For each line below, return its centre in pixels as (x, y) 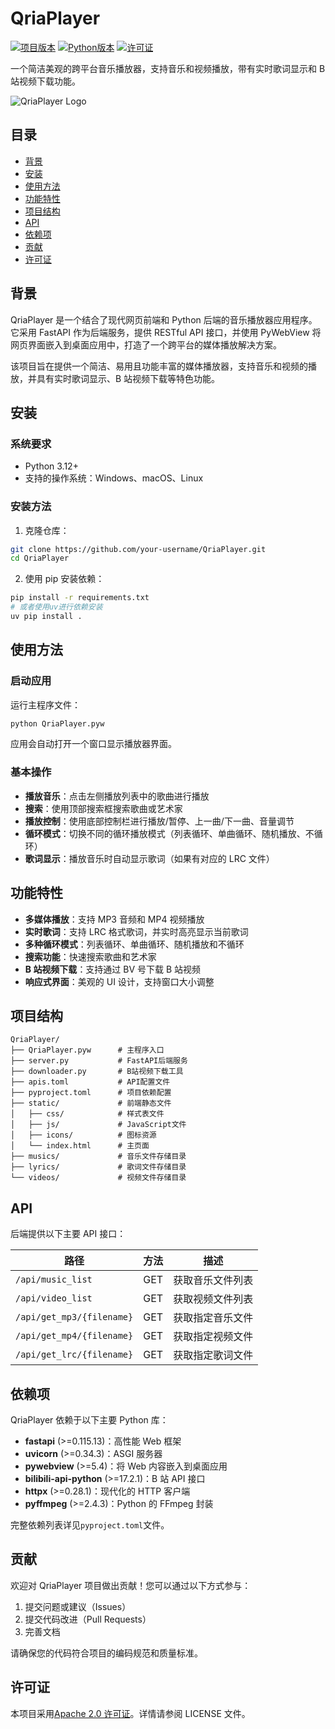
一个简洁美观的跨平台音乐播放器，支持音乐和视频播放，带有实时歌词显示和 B (168, 68)
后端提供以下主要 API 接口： (68, 1234)
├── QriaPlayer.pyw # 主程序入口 (87, 1050)
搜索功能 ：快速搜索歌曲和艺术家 (90, 956)
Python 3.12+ (51, 466)
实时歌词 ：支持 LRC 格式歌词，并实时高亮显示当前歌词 (136, 931)
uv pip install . (46, 617)
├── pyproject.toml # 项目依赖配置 (91, 1093)
